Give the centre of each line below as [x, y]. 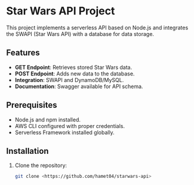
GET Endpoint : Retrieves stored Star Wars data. [73, 67]
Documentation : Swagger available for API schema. [79, 86]
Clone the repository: [41, 165]
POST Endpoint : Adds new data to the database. [75, 74]
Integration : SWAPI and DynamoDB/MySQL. [69, 80]
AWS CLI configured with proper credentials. [70, 126]
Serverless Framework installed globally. [64, 132]
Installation [27, 151]
